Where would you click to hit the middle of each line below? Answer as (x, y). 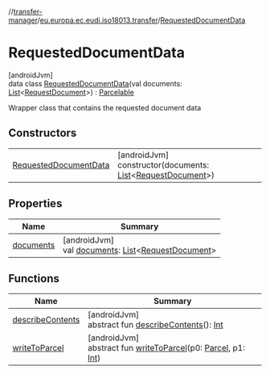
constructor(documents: (164, 164)
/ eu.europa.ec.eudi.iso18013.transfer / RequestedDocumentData (141, 20)
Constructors (43, 133)
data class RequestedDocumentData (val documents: (95, 83)
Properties (35, 204)
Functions (34, 278)
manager (23, 20)
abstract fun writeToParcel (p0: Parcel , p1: (166, 348)
